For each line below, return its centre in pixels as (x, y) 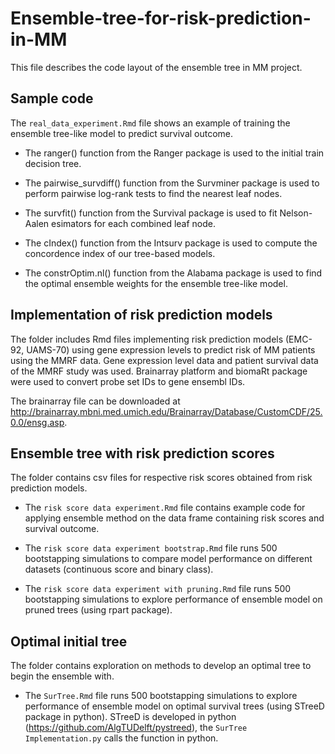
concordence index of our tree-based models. (120, 253)
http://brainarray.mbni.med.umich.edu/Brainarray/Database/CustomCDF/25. (166, 411)
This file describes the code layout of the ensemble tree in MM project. (156, 67)
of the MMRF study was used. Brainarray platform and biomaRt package (159, 371)
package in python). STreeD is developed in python (130, 717)
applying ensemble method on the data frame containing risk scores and (174, 518)
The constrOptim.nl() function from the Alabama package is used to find (173, 273)
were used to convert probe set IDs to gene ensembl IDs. (128, 381)
